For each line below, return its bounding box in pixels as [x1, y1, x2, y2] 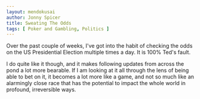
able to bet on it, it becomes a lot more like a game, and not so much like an [6, 73, 195, 80]
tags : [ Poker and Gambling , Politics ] [6, 25, 110, 32]
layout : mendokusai [6, 8, 56, 15]
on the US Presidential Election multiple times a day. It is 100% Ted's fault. [6, 49, 191, 56]
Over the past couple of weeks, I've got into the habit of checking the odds [6, 42, 193, 49]
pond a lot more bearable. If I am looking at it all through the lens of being [6, 67, 189, 74]
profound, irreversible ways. [6, 86, 77, 94]
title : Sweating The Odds [6, 20, 71, 26]
